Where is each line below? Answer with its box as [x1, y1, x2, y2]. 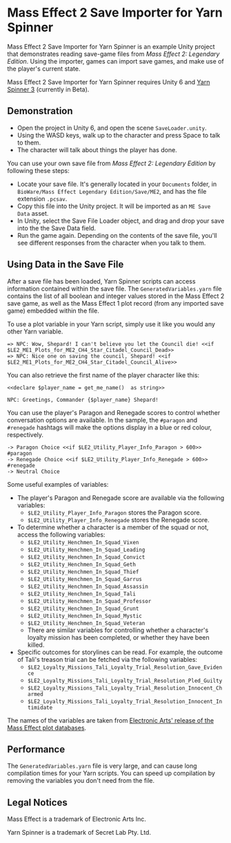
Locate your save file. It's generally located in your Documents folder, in [17, 180, 217, 188]
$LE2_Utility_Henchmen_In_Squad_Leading [27, 546, 145, 553]
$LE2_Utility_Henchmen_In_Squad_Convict [27, 553, 145, 561]
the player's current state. [7, 64, 81, 73]
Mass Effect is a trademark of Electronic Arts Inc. [7, 815, 146, 824]
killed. [27, 640, 45, 649]
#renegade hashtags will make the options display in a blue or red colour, [7, 423, 212, 432]
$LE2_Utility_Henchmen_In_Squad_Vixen [27, 539, 139, 546]
